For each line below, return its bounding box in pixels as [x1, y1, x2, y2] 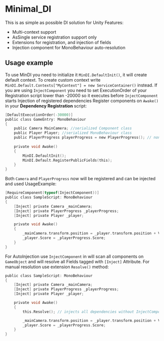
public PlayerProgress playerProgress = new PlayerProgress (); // [14, 135, 152, 140]
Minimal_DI [5, 3, 51, 15]
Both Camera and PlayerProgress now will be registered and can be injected [5, 176, 156, 182]
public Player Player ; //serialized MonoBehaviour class [14, 130, 132, 135]
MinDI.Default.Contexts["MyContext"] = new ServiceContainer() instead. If [5, 82, 158, 88]
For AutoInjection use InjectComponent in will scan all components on [5, 253, 144, 259]
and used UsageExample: [5, 181, 57, 187]
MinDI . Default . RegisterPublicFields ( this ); [22, 158, 112, 163]
